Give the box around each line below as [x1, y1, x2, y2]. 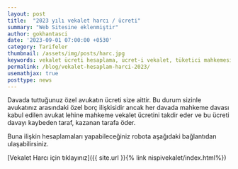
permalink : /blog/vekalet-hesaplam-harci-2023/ [7, 63, 151, 70]
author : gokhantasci [7, 30, 69, 38]
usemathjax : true [7, 70, 59, 77]
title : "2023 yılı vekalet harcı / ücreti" [7, 17, 141, 24]
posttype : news [7, 76, 52, 84]
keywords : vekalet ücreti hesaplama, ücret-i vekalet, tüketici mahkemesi [7, 57, 233, 64]
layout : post [7, 10, 46, 18]
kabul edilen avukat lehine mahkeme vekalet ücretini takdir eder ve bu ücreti [7, 111, 229, 119]
